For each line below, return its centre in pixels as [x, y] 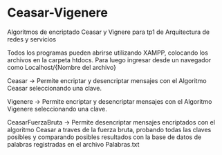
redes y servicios [32, 39]
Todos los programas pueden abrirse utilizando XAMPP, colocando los [108, 53]
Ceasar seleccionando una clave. [55, 88]
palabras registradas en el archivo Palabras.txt [73, 144]
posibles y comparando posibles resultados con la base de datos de [104, 137]
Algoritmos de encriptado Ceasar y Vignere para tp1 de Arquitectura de [108, 32]
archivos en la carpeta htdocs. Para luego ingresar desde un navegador [109, 60]
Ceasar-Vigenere [58, 13]
